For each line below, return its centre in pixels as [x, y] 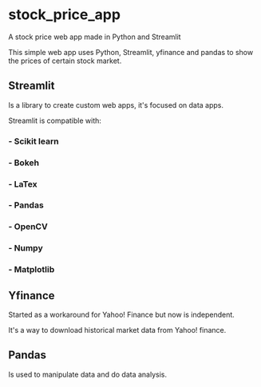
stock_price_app [65, 15]
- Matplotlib [32, 270]
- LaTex [23, 184]
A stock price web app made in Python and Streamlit [95, 37]
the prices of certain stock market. [65, 61]
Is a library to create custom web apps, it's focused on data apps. [116, 105]
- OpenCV [28, 227]
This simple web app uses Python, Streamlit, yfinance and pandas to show [131, 52]
